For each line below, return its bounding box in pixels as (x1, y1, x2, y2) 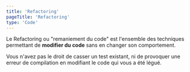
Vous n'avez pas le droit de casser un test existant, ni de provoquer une (6, 53, 181, 60)
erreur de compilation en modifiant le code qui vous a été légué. (6, 59, 162, 66)
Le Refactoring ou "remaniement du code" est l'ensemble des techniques (6, 36, 185, 43)
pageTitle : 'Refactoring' (6, 14, 70, 20)
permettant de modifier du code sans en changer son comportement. (6, 42, 176, 49)
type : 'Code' (6, 19, 38, 25)
